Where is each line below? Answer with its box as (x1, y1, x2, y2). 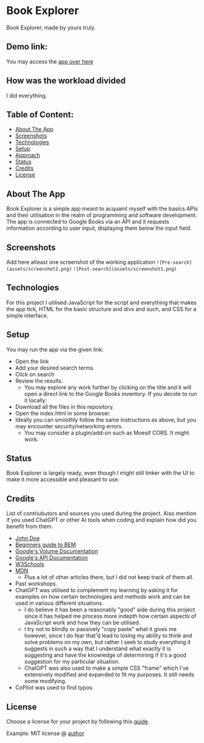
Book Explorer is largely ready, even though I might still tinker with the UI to (6, 469, 195, 477)
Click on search (15, 370, 55, 378)
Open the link (15, 357, 49, 365)
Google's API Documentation (15, 554, 88, 562)
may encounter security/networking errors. (15, 422, 124, 430)
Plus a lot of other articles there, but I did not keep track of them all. (24, 574, 194, 581)
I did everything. (6, 92, 47, 99)
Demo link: (6, 42, 48, 52)
